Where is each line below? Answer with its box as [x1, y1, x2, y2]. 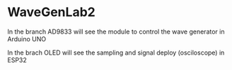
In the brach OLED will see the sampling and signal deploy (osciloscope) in [7, 48, 225, 57]
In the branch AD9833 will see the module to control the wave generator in [7, 27, 225, 36]
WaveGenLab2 [7, 4, 95, 20]
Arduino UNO [7, 34, 47, 43]
